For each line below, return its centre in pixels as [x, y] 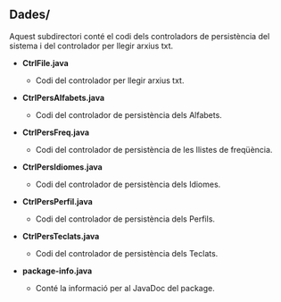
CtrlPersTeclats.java [61, 236]
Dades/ [30, 15]
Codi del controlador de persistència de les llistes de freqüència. [154, 149]
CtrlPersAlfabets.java [63, 97]
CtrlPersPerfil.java [58, 201]
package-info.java [57, 271]
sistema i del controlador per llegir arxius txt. [91, 46]
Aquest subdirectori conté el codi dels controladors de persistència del [140, 36]
